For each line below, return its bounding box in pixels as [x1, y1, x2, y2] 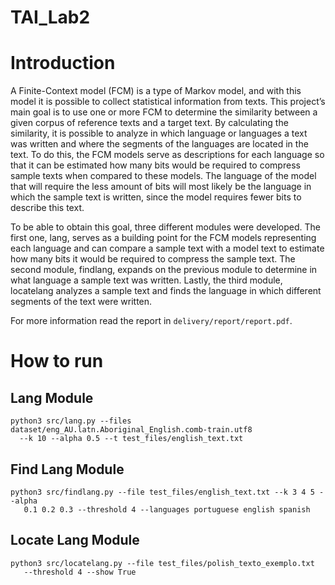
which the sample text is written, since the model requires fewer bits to [10, 191, 302, 203]
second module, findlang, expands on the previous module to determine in [10, 264, 318, 276]
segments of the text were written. [10, 296, 153, 308]
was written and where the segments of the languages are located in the [10, 138, 309, 150]
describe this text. [10, 202, 85, 214]
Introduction [10, 52, 116, 75]
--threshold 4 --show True [23, 567, 137, 577]
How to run [10, 350, 104, 373]
